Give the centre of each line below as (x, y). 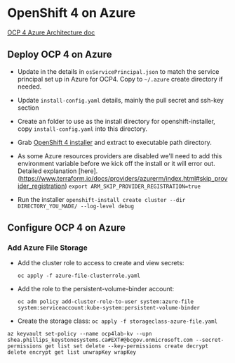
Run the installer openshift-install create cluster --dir (101, 199)
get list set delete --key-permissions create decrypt (127, 346)
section (28, 108)
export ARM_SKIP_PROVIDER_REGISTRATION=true (135, 186)
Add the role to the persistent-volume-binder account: (96, 289)
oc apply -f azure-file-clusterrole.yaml (79, 276)
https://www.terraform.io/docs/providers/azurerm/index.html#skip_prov (124, 178)
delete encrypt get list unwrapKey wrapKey (72, 352)
